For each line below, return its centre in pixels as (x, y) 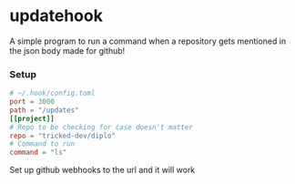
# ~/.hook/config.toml (52, 93)
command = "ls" (38, 153)
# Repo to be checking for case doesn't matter (102, 127)
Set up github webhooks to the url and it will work (102, 170)
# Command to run (42, 144)
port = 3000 (32, 102)
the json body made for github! (67, 50)
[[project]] (32, 118)
